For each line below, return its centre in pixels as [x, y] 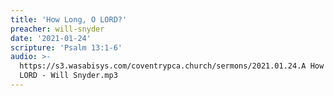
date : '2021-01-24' [51, 38]
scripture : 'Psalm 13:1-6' [66, 47]
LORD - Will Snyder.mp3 [68, 76]
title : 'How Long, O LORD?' [69, 19]
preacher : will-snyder [57, 29]
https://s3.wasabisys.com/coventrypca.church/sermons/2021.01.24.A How [172, 66]
